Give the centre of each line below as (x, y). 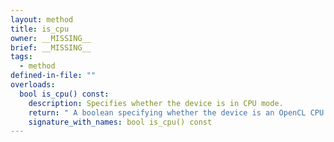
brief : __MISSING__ (51, 47)
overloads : (33, 85)
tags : (21, 57)
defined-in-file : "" (53, 76)
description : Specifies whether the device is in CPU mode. (156, 103)
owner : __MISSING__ (51, 38)
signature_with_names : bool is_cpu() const (120, 122)
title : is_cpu (40, 29)
